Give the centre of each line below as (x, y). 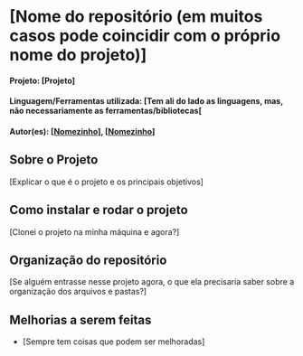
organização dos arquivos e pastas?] (78, 292)
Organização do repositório (88, 260)
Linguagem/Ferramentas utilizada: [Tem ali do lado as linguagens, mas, (146, 101)
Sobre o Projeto (54, 160)
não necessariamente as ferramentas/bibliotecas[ (105, 111)
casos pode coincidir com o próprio (145, 36)
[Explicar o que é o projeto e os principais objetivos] (106, 182)
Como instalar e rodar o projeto (99, 210)
